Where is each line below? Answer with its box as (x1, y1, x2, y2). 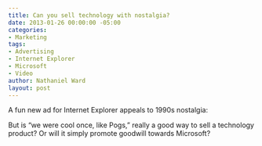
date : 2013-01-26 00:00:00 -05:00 (8, 19, 122, 27)
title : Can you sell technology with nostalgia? (8, 11, 170, 20)
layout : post (8, 84, 51, 92)
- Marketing (8, 33, 47, 41)
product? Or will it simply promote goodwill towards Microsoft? (8, 129, 211, 138)
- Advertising (8, 48, 55, 55)
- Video (8, 69, 34, 77)
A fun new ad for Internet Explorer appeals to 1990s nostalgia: (8, 105, 209, 115)
